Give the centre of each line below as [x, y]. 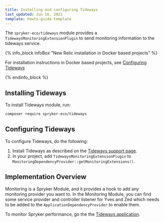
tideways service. [23, 44]
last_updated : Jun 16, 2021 [34, 14]
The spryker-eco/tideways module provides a [51, 33]
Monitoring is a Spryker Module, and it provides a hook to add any [72, 189]
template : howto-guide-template [38, 19]
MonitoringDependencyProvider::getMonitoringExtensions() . [74, 161]
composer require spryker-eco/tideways [46, 114]
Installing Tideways [36, 93]
